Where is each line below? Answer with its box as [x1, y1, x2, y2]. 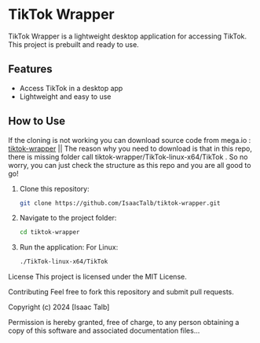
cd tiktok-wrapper [19, 228, 80, 236]
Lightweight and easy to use [19, 92, 112, 101]
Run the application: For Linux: [19, 243, 119, 252]
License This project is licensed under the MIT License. [8, 272, 187, 282]
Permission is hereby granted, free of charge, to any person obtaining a [8, 318, 240, 327]
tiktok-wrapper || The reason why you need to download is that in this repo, [8, 144, 253, 153]
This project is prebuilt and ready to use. [8, 39, 139, 49]
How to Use [8, 115, 66, 128]
